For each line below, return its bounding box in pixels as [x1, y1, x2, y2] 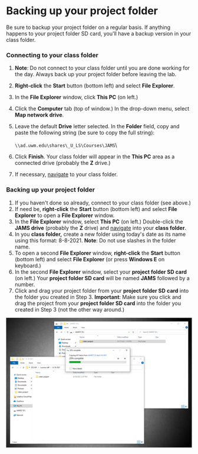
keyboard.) [14, 262, 41, 269]
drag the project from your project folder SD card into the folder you [14, 300, 181, 307]
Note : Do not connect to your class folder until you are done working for [14, 64, 190, 72]
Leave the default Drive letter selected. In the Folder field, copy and [14, 123, 180, 130]
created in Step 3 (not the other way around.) [14, 306, 125, 313]
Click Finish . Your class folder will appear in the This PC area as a [14, 153, 175, 160]
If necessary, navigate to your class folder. [14, 171, 118, 178]
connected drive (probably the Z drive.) [14, 160, 111, 167]
